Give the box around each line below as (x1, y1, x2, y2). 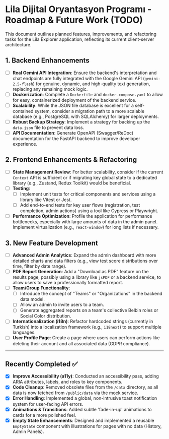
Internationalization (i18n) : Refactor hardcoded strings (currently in (12, 319, 153, 325)
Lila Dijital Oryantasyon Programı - (5, 4, 152, 15)
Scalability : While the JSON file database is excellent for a (12, 102, 134, 108)
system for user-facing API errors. (12, 401, 83, 407)
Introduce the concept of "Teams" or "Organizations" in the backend (20, 291, 162, 297)
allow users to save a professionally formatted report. (12, 280, 123, 286)
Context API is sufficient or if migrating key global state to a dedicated (12, 174, 157, 180)
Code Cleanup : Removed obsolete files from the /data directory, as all (12, 384, 158, 390)
